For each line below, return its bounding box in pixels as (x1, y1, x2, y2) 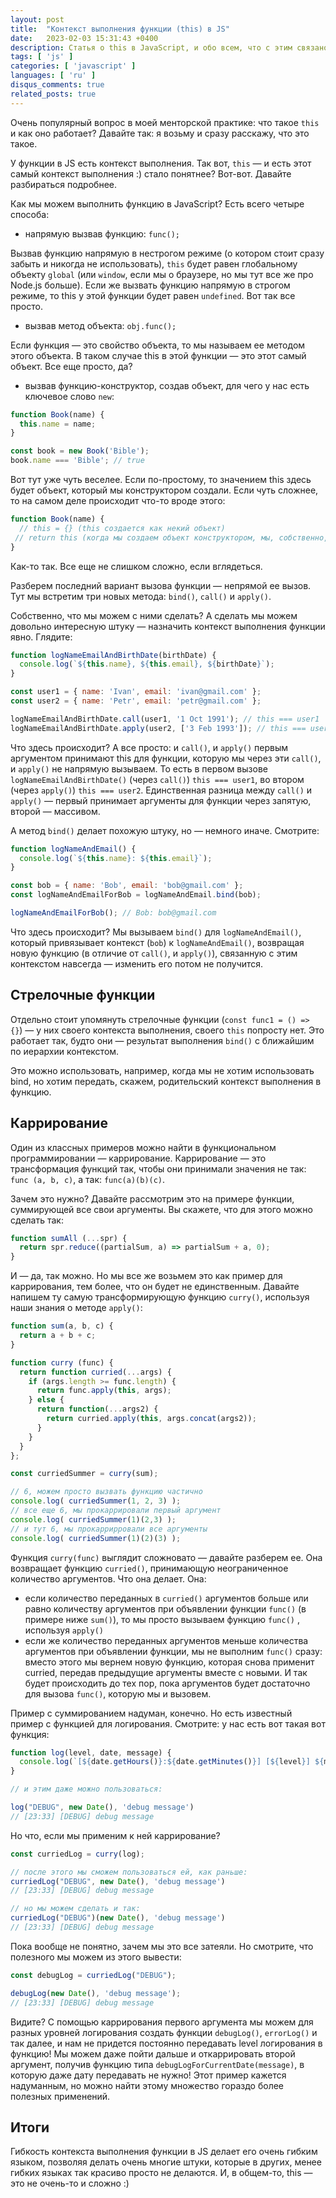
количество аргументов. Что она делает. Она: (10, 1572, 207, 1585)
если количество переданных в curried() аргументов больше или (24, 1592, 309, 1604)
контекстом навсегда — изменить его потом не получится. (10, 957, 264, 970)
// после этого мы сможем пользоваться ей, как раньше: (10, 1867, 248, 1877)
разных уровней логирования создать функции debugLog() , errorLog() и (10, 2026, 318, 2038)
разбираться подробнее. (10, 178, 117, 190)
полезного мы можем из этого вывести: (10, 1951, 182, 1963)
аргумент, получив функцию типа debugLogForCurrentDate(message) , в (10, 2058, 305, 2070)
